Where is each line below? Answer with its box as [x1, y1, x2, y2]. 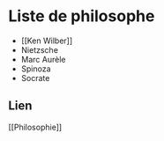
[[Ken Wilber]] [20, 35, 73, 46]
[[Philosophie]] [8, 122, 63, 132]
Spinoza [20, 63, 51, 74]
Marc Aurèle [20, 54, 66, 64]
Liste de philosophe [8, 6, 155, 26]
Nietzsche [20, 44, 59, 55]
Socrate [20, 72, 50, 83]
